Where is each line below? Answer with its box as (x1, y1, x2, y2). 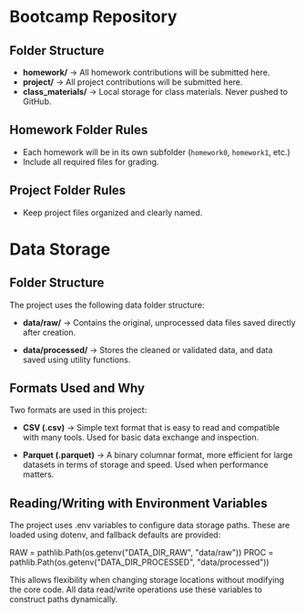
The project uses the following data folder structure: (9, 299, 205, 310)
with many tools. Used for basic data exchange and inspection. (22, 432, 259, 443)
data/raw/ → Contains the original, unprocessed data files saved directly (22, 317, 296, 328)
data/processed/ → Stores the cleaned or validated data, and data (22, 344, 273, 355)
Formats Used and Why (9, 380, 146, 396)
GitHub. (22, 96, 52, 107)
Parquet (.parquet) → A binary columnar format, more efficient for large (22, 450, 293, 461)
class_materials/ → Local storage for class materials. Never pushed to (22, 87, 289, 97)
